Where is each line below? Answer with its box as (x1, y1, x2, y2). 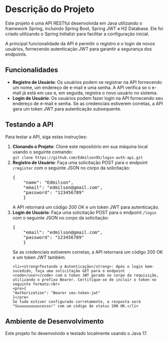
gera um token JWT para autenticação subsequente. (12, 105, 122, 111)
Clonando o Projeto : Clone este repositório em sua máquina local (12, 143, 148, 149)
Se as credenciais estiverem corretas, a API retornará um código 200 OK (12, 249, 163, 255)
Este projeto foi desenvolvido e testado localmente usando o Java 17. (5, 330, 148, 336)
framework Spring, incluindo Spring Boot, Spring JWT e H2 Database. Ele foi (5, 25, 163, 31)
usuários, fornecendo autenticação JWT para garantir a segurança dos (5, 46, 152, 52)
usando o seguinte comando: (12, 149, 73, 155)
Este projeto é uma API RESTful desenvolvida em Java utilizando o (5, 20, 142, 26)
